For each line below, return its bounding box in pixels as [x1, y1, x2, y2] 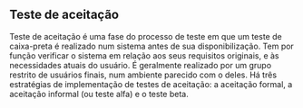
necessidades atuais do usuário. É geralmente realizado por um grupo [9, 59, 272, 70]
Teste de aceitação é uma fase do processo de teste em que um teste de [9, 31, 283, 41]
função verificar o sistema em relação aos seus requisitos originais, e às [9, 49, 279, 61]
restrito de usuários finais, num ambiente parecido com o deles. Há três [9, 69, 278, 80]
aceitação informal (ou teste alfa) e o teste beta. [9, 88, 189, 99]
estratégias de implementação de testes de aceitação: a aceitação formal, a [9, 78, 293, 89]
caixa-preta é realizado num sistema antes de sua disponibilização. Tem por [9, 40, 295, 51]
